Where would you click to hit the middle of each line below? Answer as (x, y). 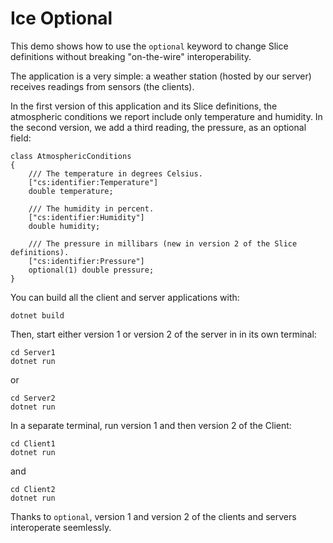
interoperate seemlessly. (61, 527)
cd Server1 (33, 352)
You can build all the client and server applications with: (125, 297)
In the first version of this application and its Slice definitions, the (144, 106)
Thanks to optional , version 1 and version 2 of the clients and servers (153, 516)
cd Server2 (33, 398)
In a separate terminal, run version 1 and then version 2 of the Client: (151, 425)
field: (21, 138)
